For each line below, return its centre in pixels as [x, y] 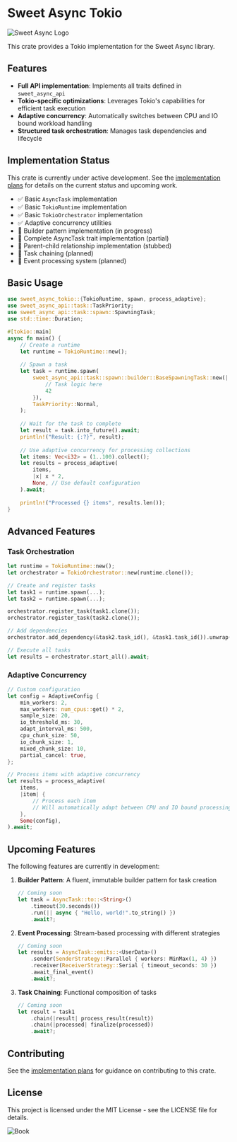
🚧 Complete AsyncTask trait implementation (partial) [93, 238]
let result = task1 [46, 1012]
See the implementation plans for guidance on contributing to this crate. [112, 1071]
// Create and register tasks [52, 585]
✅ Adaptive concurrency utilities [64, 223]
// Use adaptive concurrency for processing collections [105, 450]
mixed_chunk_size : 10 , [53, 749]
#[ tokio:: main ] [30, 331]
